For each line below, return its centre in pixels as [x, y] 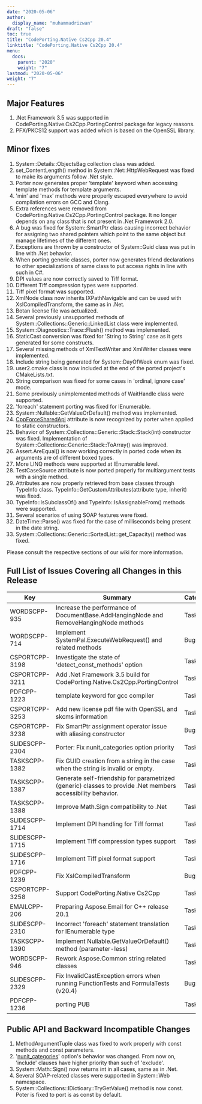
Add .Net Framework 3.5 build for [102, 674]
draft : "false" [26, 29]
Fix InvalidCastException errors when [108, 975]
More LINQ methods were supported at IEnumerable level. [87, 464]
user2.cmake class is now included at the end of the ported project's [100, 368]
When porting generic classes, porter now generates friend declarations [105, 260]
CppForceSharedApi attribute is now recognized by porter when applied [104, 419]
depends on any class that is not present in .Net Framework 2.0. [94, 221]
